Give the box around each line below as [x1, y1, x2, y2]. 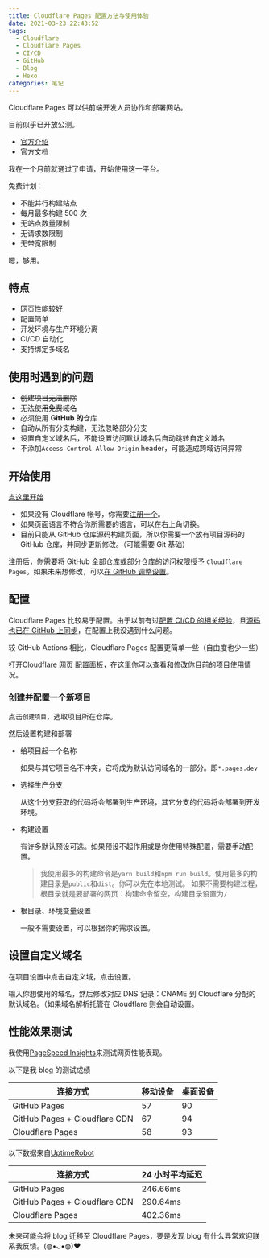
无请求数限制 [19, 228, 63, 238]
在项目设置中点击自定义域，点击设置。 [8, 971, 135, 981]
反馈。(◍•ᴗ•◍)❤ [22, 1241, 81, 1251]
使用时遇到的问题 [8, 370, 93, 383]
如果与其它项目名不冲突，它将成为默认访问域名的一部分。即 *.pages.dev [19, 763, 258, 773]
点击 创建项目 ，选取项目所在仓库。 [8, 712, 118, 722]
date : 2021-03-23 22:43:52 [8, 19, 99, 27]
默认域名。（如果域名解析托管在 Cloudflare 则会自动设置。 [8, 999, 199, 1008]
